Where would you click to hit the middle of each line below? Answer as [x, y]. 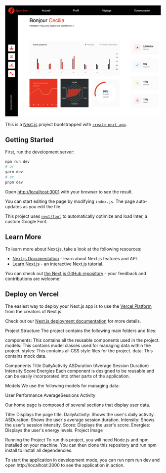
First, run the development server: [40, 152]
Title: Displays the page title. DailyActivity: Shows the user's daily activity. [80, 414]
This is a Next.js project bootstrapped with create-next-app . [66, 124]
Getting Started [29, 140]
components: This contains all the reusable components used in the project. [82, 340]
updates [14, 206]
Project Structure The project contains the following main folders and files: [81, 331]
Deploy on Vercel [32, 294]
